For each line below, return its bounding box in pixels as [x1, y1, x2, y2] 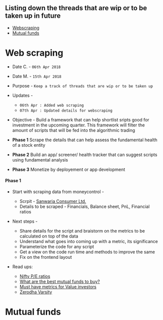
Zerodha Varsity [19, 289, 53, 295]
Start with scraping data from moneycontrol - [12, 189, 104, 195]
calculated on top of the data [19, 233, 78, 239]
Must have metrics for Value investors [19, 283, 97, 289]
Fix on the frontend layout [19, 254, 72, 260]
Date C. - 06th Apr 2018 [12, 64, 61, 70]
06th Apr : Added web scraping [19, 103, 84, 108]
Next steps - [12, 218, 38, 224]
